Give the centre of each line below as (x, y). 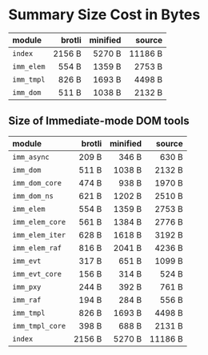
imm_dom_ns (33, 196)
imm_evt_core (37, 274)
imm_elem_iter (39, 235)
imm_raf (27, 300)
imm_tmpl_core (39, 326)
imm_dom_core (37, 183)
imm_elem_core (39, 222)
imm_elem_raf (37, 248)
